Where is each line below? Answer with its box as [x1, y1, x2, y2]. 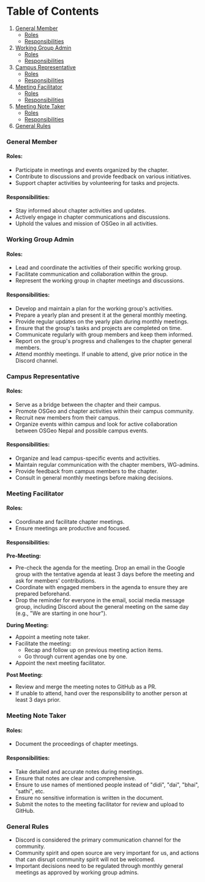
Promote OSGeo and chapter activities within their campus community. [15, 407, 195, 415]
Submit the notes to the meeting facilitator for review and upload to [15, 801, 185, 808]
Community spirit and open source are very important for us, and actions [15, 849, 199, 856]
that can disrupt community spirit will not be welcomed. [15, 856, 156, 863]
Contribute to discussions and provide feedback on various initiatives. [15, 173, 192, 180]
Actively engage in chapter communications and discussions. [15, 213, 170, 221]
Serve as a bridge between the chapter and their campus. [15, 401, 161, 408]
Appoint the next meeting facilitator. [15, 660, 106, 667]
